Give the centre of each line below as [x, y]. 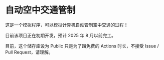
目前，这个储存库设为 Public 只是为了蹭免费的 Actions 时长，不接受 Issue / [82, 46]
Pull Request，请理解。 [29, 52]
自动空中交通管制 [41, 10]
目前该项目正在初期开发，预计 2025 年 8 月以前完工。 [61, 35]
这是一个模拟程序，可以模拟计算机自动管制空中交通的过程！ [67, 25]
